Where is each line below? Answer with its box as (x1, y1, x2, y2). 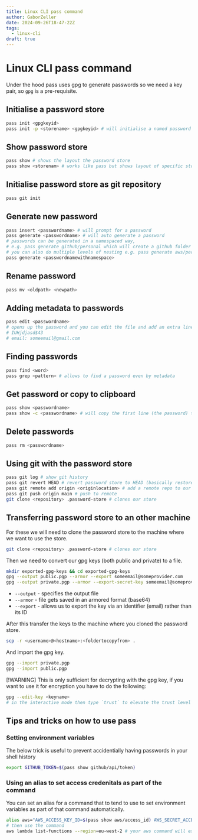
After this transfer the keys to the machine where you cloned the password (6, 620, 188, 627)
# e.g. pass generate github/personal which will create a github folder (6, 244, 192, 250)
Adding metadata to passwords (6, 303, 124, 313)
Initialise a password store (6, 105, 105, 115)
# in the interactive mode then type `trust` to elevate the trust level (6, 699, 192, 705)
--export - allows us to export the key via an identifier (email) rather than (14, 602, 192, 609)
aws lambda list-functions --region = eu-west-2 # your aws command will (6, 828, 186, 834)
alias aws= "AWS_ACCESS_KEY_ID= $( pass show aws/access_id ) (6, 817, 151, 823)
